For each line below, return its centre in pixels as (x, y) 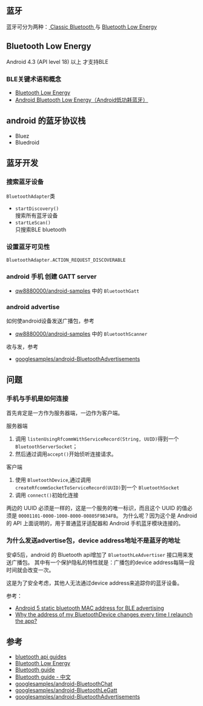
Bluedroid (27, 142)
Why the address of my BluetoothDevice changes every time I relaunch (104, 615)
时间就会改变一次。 (30, 570)
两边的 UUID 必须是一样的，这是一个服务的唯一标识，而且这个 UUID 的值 (97, 508)
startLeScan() (33, 223)
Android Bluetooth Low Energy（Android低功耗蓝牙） (82, 100)
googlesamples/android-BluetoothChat (64, 684)
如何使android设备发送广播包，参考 (51, 321)
